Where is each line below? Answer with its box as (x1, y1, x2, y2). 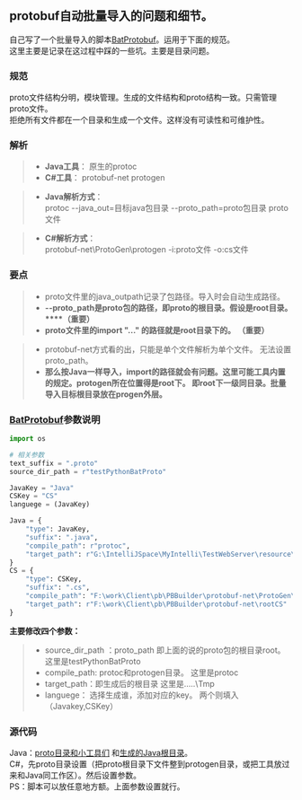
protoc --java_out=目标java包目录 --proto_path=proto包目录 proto (44, 203, 289, 214)
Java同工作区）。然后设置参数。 (24, 769, 142, 780)
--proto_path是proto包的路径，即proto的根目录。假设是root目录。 (44, 302, 293, 312)
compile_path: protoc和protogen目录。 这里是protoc (44, 667, 239, 678)
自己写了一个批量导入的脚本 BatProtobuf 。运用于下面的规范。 (9, 34, 235, 45)
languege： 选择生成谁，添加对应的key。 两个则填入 (44, 690, 239, 700)
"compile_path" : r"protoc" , (25, 541, 130, 550)
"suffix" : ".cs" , (25, 583, 91, 593)
